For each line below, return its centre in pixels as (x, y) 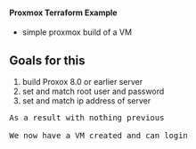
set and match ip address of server (86, 101)
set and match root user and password (93, 91)
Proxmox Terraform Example (63, 12)
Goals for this (48, 60)
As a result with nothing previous (87, 118)
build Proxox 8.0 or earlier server (82, 82)
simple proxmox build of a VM (77, 32)
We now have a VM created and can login (99, 136)
